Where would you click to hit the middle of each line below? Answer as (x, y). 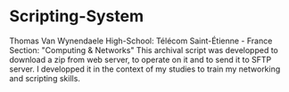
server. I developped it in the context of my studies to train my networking (145, 69)
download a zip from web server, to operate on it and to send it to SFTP (140, 59)
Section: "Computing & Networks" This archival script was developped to (144, 50)
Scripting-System (77, 16)
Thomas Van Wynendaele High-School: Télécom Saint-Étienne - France (141, 41)
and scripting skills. (45, 78)
